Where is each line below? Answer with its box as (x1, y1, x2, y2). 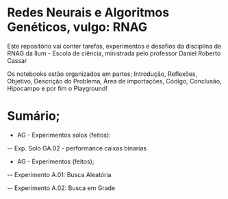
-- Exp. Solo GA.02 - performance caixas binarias (7, 144, 147, 152)
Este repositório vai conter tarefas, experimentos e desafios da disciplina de (7, 42, 222, 50)
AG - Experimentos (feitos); (16, 157, 94, 165)
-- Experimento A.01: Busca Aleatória (7, 170, 112, 178)
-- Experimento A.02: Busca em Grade (7, 183, 115, 192)
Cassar (7, 56, 27, 64)
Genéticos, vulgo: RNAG (7, 19, 148, 35)
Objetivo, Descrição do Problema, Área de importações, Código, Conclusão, (7, 77, 222, 85)
